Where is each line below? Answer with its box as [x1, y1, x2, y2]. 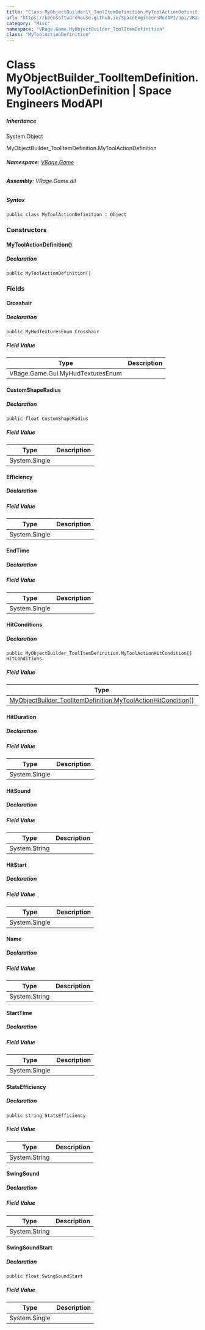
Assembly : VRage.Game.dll [6, 178, 76, 185]
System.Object [6, 132, 43, 140]
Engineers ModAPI [6, 97, 103, 110]
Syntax [6, 197, 26, 204]
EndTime [6, 547, 30, 554]
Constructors [6, 226, 47, 234]
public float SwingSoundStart [6, 1273, 84, 1279]
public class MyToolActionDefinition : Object [6, 212, 127, 218]
